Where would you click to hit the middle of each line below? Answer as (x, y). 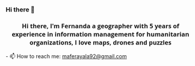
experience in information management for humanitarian (101, 34)
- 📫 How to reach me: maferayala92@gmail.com (66, 56)
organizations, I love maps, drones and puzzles (101, 42)
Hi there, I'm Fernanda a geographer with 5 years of (101, 26)
